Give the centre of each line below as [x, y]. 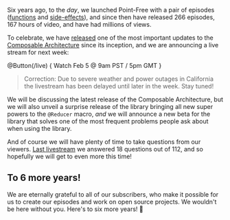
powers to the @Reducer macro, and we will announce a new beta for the [109, 114]
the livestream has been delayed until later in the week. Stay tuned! [119, 86]
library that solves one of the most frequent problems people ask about [108, 121]
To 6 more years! [44, 178]
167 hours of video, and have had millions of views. [79, 24]
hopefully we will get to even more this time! [70, 156]
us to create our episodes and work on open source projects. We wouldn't [112, 201]
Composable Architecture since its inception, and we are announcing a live [113, 45]
